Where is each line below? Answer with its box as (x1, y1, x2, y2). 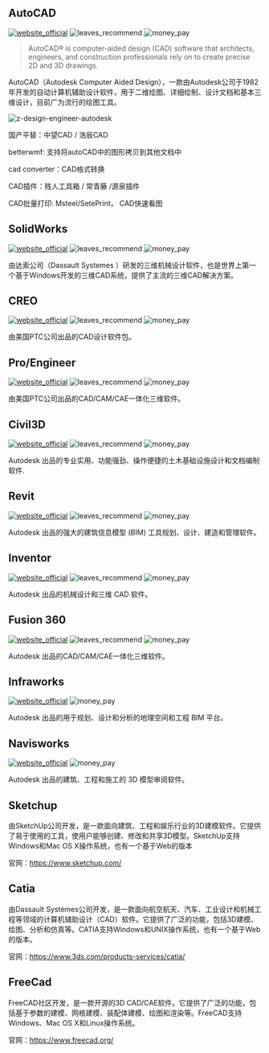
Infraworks (8, 675, 65, 688)
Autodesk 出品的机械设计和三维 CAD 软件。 (8, 589, 153, 599)
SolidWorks (8, 222, 68, 236)
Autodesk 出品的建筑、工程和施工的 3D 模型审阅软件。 (8, 774, 190, 784)
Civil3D (8, 418, 46, 432)
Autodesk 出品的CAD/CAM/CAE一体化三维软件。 (8, 651, 170, 661)
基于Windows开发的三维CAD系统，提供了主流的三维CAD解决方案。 (14, 270, 238, 280)
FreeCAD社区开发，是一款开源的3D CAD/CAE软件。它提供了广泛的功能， (8, 997, 250, 1007)
